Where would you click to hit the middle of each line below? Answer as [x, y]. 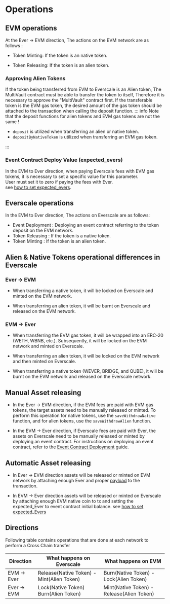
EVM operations [31, 28]
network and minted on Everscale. [48, 346]
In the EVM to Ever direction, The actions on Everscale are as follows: [78, 215]
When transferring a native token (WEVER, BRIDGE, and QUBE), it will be [88, 371]
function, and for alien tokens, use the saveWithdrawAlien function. [82, 421]
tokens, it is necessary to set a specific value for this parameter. [72, 176]
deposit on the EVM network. [43, 230]
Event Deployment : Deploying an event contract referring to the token [86, 225]
